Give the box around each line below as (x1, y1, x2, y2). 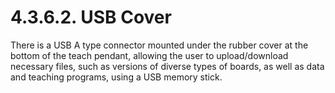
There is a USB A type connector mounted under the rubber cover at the (10, 39, 309, 51)
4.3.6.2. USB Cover (10, 6, 172, 29)
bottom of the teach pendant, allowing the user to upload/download (10, 49, 289, 61)
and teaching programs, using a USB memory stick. (10, 71, 223, 83)
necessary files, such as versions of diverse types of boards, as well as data (10, 60, 325, 72)
